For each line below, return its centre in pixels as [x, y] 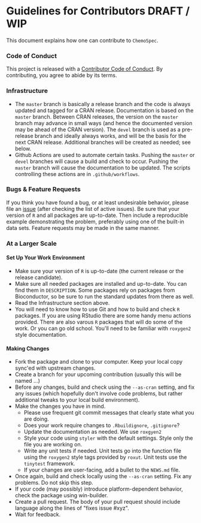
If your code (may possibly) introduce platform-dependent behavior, [99, 489]
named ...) [28, 381]
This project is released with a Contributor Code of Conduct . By [85, 69]
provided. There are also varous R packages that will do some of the [99, 322]
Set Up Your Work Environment [45, 258]
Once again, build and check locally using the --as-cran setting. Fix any [103, 476]
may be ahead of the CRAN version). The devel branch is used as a [98, 129]
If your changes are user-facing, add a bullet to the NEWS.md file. [102, 470]
